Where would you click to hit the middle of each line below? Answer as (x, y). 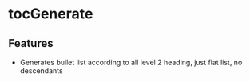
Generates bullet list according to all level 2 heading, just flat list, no (131, 62)
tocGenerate (51, 14)
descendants (41, 71)
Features (31, 43)
